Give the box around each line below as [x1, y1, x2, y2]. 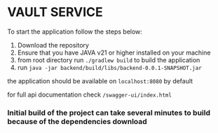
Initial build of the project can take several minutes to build [7, 108, 211, 118]
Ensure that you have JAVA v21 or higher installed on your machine [17, 48, 211, 57]
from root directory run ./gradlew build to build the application [17, 55, 200, 64]
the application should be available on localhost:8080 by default [7, 76, 193, 85]
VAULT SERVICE [7, 4, 103, 20]
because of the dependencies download [7, 116, 147, 126]
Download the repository [17, 41, 90, 49]
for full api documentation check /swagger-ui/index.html [7, 90, 172, 99]
